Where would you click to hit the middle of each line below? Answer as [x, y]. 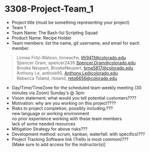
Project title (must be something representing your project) [71, 22]
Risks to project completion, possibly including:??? [62, 108]
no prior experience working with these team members [67, 118]
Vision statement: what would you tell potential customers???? [74, 98]
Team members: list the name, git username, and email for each [75, 43]
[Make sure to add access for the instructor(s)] [58, 144]
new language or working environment [50, 113]
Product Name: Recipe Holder [41, 38]
